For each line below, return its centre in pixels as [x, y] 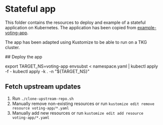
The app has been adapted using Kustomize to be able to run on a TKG [76, 42]
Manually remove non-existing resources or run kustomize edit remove [83, 104]
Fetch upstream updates [43, 87]
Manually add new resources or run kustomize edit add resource [78, 113]
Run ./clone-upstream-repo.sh [43, 98]
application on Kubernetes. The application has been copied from [71, 27]
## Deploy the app [24, 56]
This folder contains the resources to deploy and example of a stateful [75, 22]
